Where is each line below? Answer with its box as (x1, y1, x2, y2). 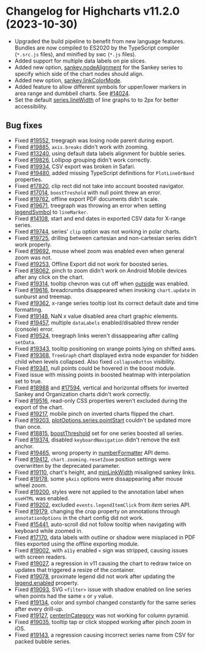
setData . (14, 338, 36, 345)
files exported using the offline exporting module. (14, 540, 140, 548)
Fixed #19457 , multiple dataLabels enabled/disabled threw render (14, 318, 179, 326)
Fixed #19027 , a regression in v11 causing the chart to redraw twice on (14, 559, 192, 567)
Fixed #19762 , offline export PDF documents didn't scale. (14, 195, 160, 203)
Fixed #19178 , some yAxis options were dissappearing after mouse (14, 475, 183, 482)
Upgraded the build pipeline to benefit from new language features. (14, 37, 185, 45)
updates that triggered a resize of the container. (14, 566, 135, 573)
